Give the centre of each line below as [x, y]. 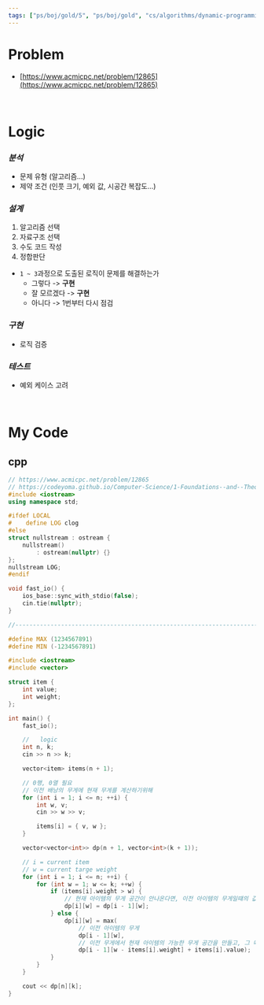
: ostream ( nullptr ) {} [73, 552]
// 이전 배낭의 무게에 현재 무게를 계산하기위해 [88, 790]
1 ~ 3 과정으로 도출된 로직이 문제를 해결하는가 [89, 273]
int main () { [29, 718]
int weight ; [42, 697]
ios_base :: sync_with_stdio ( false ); [81, 596]
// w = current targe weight [70, 870]
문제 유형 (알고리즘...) [53, 176]
